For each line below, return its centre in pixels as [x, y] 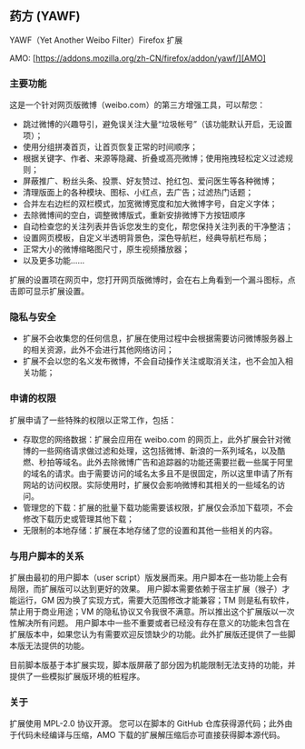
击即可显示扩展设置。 [49, 291]
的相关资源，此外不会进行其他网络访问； [98, 350]
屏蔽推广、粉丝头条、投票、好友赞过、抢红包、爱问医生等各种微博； [150, 181]
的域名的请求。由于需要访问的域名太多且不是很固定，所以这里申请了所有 [157, 473]
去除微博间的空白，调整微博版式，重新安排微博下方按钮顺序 [134, 215]
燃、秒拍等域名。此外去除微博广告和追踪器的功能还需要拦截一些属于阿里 [157, 462]
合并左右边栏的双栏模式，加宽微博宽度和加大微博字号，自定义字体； [150, 204]
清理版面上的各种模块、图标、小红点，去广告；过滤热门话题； [138, 193]
